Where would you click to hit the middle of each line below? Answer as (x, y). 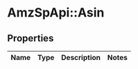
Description (81, 58)
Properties (31, 38)
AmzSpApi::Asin (56, 13)
